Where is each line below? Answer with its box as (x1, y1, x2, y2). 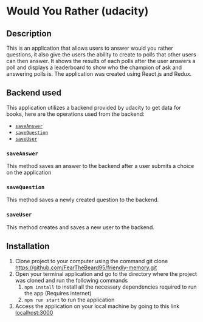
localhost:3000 (15, 309, 53, 316)
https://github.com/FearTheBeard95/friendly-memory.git (15, 264, 157, 271)
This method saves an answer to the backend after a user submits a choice (6, 163, 194, 170)
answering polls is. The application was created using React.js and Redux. (6, 70, 192, 77)
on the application (6, 169, 52, 176)
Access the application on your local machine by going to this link (15, 302, 180, 310)
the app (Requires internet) (24, 289, 92, 297)
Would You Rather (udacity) (6, 4, 149, 18)
